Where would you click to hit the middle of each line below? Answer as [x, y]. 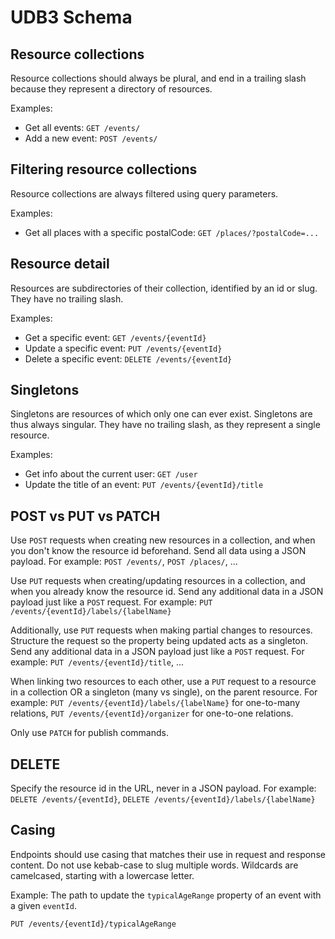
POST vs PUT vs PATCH [85, 516]
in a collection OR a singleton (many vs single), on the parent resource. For [164, 692]
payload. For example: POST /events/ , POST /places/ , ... [124, 562]
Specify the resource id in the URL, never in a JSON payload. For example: [163, 788]
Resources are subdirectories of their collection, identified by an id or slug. [164, 288]
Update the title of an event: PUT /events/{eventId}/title [144, 485]
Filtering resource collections [104, 169]
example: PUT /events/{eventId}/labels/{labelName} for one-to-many [155, 703]
